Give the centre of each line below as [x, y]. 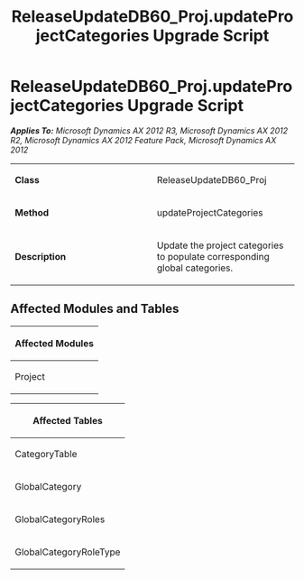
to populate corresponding [213, 256]
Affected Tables [67, 420]
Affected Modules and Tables [95, 309]
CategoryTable [46, 454]
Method [32, 212]
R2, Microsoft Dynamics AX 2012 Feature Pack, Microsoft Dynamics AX [143, 140]
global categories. [195, 268]
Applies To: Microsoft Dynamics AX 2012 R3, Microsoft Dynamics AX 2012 [149, 130]
